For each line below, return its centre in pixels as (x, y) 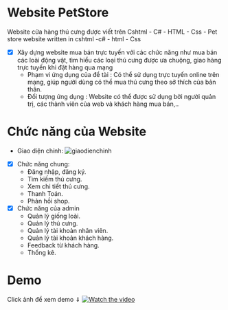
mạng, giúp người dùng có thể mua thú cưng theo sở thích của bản (122, 82)
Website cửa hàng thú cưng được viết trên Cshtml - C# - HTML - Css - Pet (112, 32)
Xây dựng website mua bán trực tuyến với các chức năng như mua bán (117, 52)
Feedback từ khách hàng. (63, 245)
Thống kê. (42, 253)
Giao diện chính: (40, 151)
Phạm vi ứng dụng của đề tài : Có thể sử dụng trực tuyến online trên (123, 75)
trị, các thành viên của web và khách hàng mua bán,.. (103, 104)
